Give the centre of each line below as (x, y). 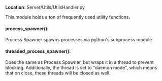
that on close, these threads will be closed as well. (58, 73)
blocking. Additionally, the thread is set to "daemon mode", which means (81, 68)
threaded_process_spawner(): (38, 51)
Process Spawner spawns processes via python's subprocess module (79, 40)
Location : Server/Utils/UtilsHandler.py (45, 7)
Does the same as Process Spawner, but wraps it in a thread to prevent (79, 62)
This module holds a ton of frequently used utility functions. (68, 17)
